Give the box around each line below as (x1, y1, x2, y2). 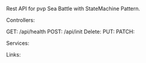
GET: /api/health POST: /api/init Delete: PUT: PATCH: (6, 28, 135, 35)
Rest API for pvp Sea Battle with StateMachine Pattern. (6, 5, 141, 12)
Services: (6, 40, 30, 46)
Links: (6, 51, 21, 58)
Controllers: (6, 17, 35, 23)
